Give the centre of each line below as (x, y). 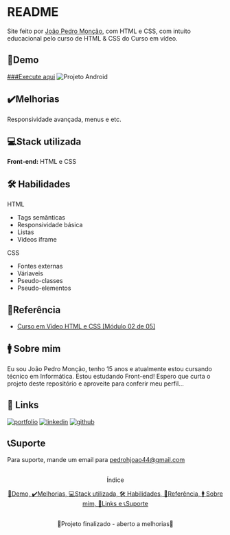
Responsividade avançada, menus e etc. (64, 119)
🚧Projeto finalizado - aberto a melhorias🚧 (115, 524)
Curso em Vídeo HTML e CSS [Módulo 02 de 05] (86, 326)
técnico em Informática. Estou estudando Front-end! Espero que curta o (109, 376)
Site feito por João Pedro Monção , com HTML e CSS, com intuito (99, 31)
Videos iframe (37, 240)
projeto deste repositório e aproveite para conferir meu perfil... (95, 384)
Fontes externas (40, 266)
